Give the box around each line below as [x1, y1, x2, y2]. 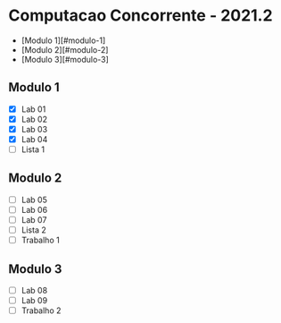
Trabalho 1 [21, 234, 60, 246]
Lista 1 [21, 144, 45, 155]
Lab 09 [21, 295, 48, 306]
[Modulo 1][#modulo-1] [21, 35, 106, 46]
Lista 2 [21, 225, 46, 235]
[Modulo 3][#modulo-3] [21, 54, 109, 64]
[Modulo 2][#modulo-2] [21, 44, 109, 55]
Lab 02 [21, 114, 48, 124]
